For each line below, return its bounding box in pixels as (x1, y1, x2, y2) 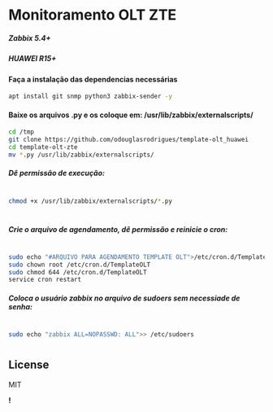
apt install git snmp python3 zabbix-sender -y (8, 92, 173, 101)
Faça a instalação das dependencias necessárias (8, 74, 178, 84)
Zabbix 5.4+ (8, 33, 51, 42)
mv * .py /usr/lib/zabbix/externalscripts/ (8, 151, 154, 159)
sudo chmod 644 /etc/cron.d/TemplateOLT (8, 268, 148, 276)
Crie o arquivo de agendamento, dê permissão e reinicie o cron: (8, 224, 228, 234)
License (8, 358, 50, 372)
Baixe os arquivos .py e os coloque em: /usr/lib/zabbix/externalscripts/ (8, 110, 253, 120)
